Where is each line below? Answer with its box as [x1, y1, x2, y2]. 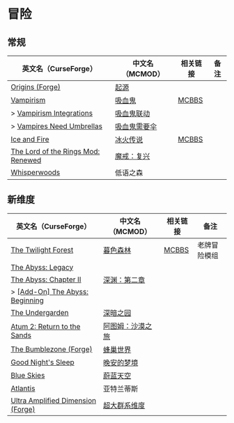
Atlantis [10, 383, 36, 393]
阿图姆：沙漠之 [103, 321, 153, 331]
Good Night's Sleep [10, 357, 75, 367]
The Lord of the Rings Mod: [10, 147, 100, 156]
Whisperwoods [10, 168, 61, 177]
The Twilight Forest [10, 245, 74, 254]
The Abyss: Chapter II [10, 275, 81, 284]
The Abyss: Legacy [10, 262, 74, 272]
